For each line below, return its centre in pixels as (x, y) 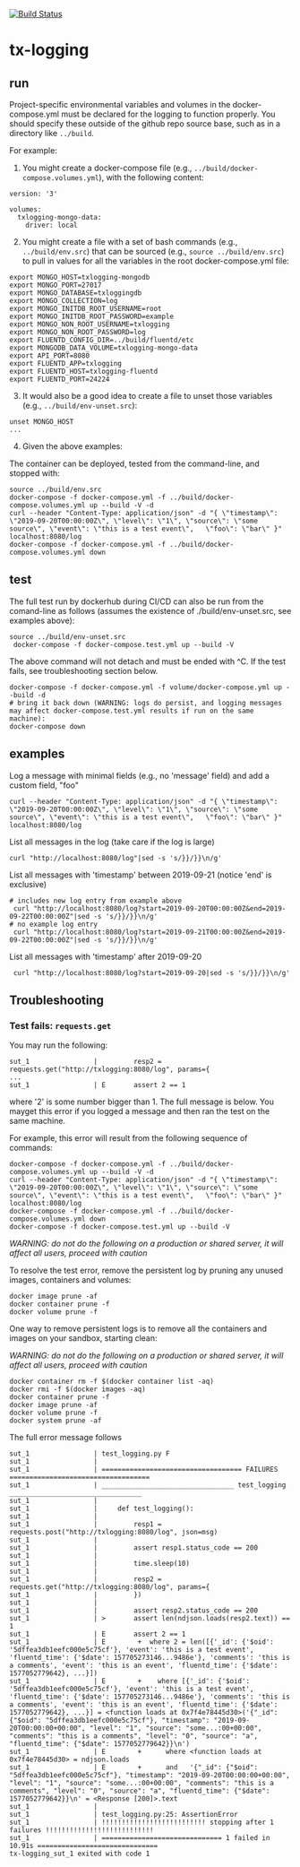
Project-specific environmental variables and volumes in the (120, 104)
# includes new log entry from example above (95, 901)
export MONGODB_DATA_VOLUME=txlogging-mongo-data (104, 348)
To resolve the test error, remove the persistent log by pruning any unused (146, 1271)
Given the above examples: (72, 446)
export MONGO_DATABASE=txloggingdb (76, 293)
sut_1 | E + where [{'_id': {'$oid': (130, 1681)
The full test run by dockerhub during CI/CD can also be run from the (137, 601)
